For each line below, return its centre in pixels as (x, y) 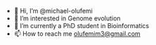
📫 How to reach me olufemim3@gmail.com (77, 34)
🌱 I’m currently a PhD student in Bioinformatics (82, 26)
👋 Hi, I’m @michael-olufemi (53, 11)
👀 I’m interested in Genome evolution (67, 18)
